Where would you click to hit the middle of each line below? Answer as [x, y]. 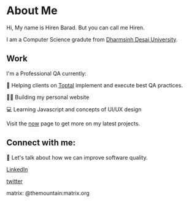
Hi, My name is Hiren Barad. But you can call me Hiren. [76, 28]
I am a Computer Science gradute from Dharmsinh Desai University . [92, 39]
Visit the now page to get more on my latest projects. [73, 124]
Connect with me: [41, 143]
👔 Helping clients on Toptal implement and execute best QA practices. [94, 85]
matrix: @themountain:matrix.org [48, 193]
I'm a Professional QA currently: [47, 73]
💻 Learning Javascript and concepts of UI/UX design [74, 109]
